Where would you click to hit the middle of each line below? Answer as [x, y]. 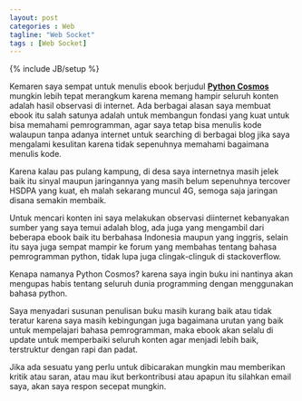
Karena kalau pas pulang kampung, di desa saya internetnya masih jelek [144, 171]
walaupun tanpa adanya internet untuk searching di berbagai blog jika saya [150, 135]
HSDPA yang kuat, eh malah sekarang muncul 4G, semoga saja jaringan [144, 191]
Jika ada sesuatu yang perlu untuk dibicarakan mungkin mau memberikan [147, 367]
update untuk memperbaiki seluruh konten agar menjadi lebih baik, [134, 340]
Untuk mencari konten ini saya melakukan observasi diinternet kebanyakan [150, 218]
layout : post [34, 18]
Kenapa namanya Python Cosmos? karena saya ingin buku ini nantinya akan [151, 274]
